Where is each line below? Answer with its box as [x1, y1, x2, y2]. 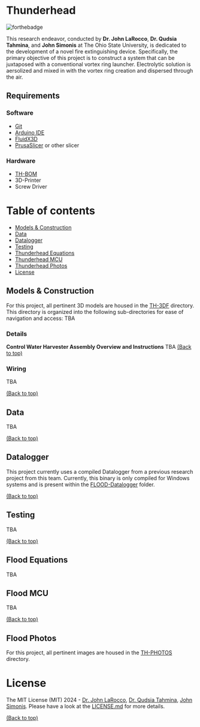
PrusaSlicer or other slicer [14, 142, 80, 149]
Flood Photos [6, 633, 57, 643]
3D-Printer [14, 176, 41, 184]
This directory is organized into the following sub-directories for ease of [6, 308, 184, 315]
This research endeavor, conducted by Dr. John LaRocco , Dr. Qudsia [6, 35, 177, 42]
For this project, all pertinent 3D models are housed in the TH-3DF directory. [6, 301, 195, 309]
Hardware [6, 157, 36, 165]
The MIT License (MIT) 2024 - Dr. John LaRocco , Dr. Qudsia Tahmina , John [6, 696, 193, 704]
